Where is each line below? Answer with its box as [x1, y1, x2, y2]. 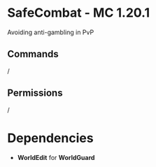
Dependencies [7, 130, 94, 146]
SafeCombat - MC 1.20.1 [7, 5, 150, 21]
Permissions [7, 87, 63, 99]
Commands [7, 48, 59, 60]
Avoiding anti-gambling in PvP [7, 28, 94, 36]
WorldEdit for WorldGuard [17, 153, 95, 161]
